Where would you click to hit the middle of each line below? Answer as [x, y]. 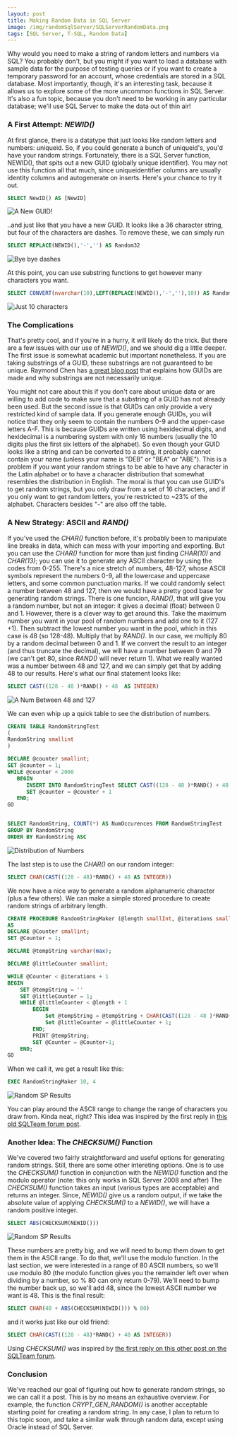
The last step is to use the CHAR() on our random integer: [91, 864]
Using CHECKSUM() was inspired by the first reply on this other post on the [117, 1349]
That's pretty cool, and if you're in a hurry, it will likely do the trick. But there [117, 341]
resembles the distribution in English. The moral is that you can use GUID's [116, 482]
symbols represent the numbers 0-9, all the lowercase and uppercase [109, 575]
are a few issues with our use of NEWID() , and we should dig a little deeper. [117, 348]
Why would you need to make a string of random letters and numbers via [113, 54]
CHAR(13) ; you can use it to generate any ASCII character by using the [110, 561]
